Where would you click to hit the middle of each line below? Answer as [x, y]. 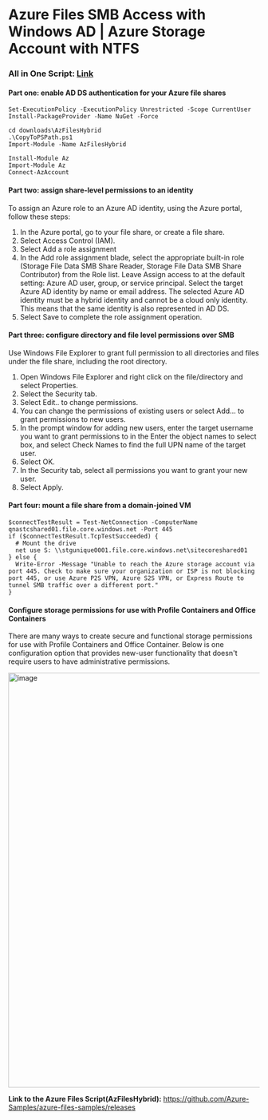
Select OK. [37, 462]
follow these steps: [39, 216]
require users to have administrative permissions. [89, 661]
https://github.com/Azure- [206, 1099]
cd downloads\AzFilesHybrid [55, 131]
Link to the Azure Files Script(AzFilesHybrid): [85, 1099]
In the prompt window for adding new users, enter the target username [136, 427]
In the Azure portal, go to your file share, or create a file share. [122, 232]
